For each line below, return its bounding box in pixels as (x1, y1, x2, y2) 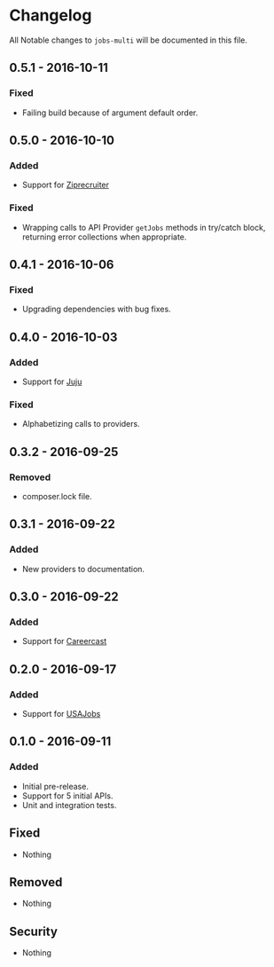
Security (9, 924, 58, 939)
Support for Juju (21, 376, 82, 387)
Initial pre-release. (21, 781, 89, 791)
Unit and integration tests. (21, 799, 117, 810)
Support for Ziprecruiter (21, 179, 109, 191)
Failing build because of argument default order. (21, 107, 199, 118)
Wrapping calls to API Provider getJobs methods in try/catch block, (21, 222, 266, 232)
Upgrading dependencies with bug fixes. (21, 303, 171, 315)
